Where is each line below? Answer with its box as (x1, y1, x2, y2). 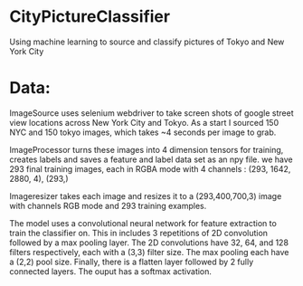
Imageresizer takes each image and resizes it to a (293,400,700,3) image (9, 190, 282, 201)
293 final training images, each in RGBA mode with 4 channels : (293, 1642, (9, 163, 291, 174)
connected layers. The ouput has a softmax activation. (9, 265, 213, 277)
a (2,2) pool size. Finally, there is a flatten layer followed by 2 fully (9, 256, 254, 267)
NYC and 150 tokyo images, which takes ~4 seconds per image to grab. (9, 127, 277, 138)
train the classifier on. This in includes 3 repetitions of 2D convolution (9, 227, 269, 238)
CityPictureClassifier (9, 6, 170, 27)
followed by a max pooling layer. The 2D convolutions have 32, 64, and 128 (9, 237, 289, 248)
